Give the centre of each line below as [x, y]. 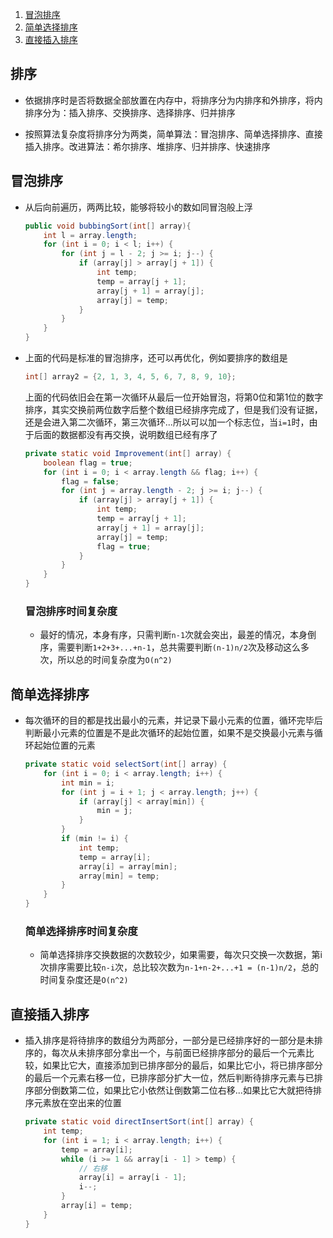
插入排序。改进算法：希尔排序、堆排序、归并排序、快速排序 [147, 146]
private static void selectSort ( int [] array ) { [126, 764]
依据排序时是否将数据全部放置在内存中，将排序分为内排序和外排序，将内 [173, 100]
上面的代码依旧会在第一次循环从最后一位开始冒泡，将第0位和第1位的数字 [174, 397]
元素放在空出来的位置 [77, 1103]
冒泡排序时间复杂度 [71, 611]
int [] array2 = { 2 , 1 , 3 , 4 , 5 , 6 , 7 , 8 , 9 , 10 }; [130, 377]
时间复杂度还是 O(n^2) [84, 980]
